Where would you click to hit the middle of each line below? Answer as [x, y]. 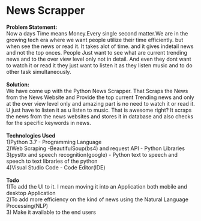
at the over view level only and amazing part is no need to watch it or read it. [100, 103]
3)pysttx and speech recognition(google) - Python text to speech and [92, 154]
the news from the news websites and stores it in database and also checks [100, 116]
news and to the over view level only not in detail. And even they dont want [99, 59]
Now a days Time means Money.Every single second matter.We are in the [97, 33]
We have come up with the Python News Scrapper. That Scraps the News [97, 91]
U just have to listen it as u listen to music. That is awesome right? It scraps [99, 110]
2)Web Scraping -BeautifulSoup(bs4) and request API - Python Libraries [95, 148]
